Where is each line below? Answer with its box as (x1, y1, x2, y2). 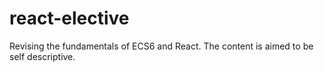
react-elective (9, 7, 130, 30)
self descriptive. (9, 50, 76, 62)
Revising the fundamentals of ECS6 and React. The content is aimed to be (9, 40, 314, 52)
